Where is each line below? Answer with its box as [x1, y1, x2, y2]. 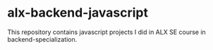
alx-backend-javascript [7, 5, 148, 21]
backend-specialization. [7, 35, 78, 43]
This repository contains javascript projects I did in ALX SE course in [7, 28, 206, 36]
